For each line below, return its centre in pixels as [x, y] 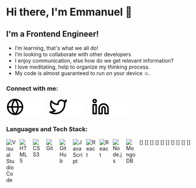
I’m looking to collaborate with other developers [73, 54]
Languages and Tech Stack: [47, 129]
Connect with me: [32, 88]
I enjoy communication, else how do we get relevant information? [94, 61]
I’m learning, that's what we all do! [57, 48]
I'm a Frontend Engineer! [53, 34]
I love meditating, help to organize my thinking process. [82, 67]
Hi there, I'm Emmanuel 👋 [69, 12]
